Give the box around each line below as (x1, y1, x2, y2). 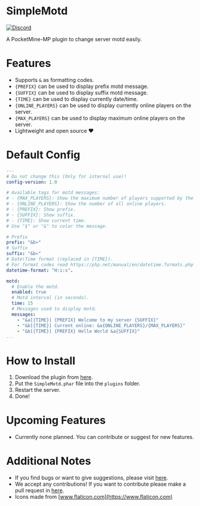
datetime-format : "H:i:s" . (6, 267, 73, 273)
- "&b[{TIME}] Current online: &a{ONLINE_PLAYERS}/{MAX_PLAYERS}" (17, 322, 186, 328)
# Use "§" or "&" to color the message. (6, 223, 109, 229)
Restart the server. (14, 386, 61, 394)
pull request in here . (14, 487, 64, 494)
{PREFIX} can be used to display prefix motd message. (14, 83, 149, 90)
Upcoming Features (6, 414, 106, 427)
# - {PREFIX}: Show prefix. (6, 206, 76, 213)
